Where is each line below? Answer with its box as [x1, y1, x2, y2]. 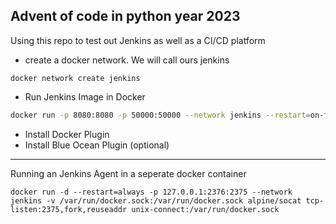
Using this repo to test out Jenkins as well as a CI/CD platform [10, 34, 266, 46]
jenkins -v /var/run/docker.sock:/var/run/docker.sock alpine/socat [10, 195, 302, 206]
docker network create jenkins [10, 73, 141, 83]
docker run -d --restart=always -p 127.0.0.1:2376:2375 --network [10, 187, 293, 197]
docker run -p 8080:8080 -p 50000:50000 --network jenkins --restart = [10, 110, 311, 120]
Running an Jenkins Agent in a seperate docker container [10, 167, 247, 179]
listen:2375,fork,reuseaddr [10, 204, 128, 214]
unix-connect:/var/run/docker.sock [131, 204, 280, 214]
